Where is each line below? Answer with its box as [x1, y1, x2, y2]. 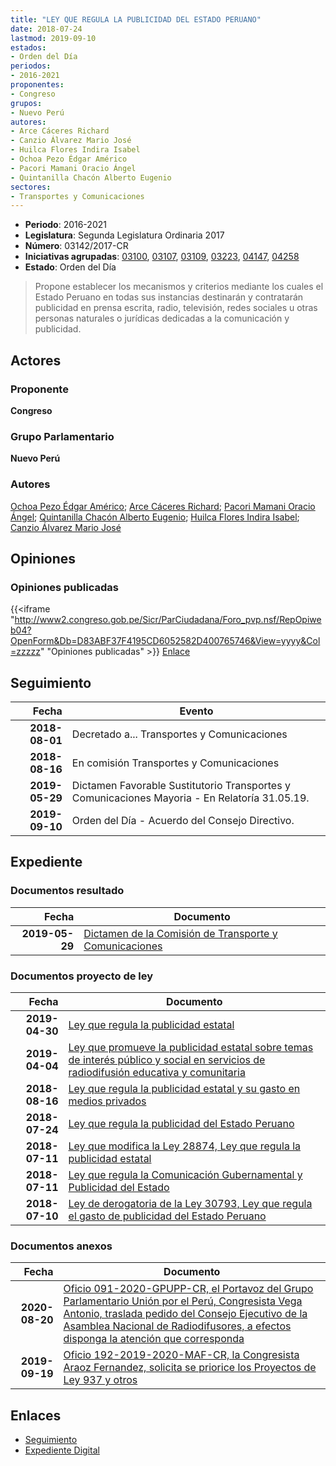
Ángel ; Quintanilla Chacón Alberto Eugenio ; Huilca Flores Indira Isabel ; [10, 511, 300, 523]
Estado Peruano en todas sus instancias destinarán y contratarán [34, 291, 304, 303]
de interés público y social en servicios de [68, 1053, 266, 1067]
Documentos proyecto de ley [10, 969, 154, 983]
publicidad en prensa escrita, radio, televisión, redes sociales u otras [34, 302, 318, 314]
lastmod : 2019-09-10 [10, 33, 97, 43]
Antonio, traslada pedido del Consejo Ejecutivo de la [63, 1307, 308, 1321]
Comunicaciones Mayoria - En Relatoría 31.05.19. [71, 791, 310, 805]
